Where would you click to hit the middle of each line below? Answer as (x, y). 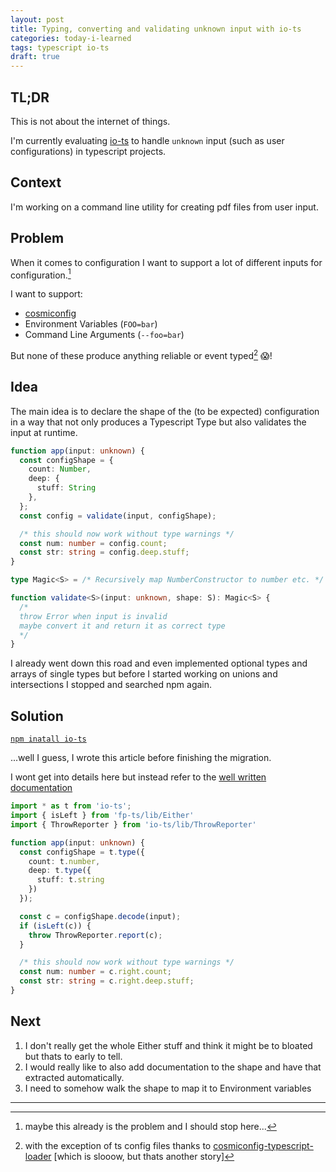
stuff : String (66, 488)
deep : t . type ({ (60, 871)
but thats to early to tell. (73, 1056)
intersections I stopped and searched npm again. (111, 685)
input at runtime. (44, 432)
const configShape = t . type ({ (82, 852)
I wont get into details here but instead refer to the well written (138, 777)
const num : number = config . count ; (93, 543)
